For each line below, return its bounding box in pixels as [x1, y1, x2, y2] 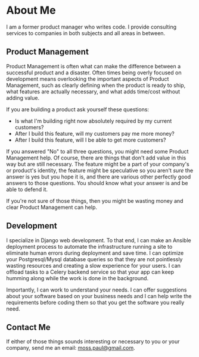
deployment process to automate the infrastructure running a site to [6, 243, 173, 250]
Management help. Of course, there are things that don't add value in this [6, 154, 186, 161]
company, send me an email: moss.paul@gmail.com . [6, 345, 135, 352]
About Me [6, 4, 56, 17]
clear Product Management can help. [6, 203, 97, 211]
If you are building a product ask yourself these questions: [6, 105, 150, 113]
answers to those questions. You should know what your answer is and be [6, 179, 188, 186]
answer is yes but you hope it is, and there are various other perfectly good [6, 173, 191, 180]
